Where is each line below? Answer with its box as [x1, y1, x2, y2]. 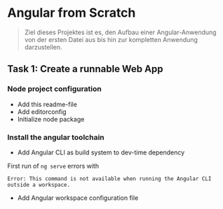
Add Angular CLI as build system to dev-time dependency [17, 148, 185, 157]
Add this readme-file [17, 100, 77, 108]
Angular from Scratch [7, 5, 136, 21]
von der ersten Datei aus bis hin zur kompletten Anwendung [24, 35, 198, 43]
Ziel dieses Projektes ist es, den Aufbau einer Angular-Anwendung [24, 28, 217, 36]
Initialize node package [17, 115, 85, 123]
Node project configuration [7, 84, 102, 94]
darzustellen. [24, 43, 62, 51]
